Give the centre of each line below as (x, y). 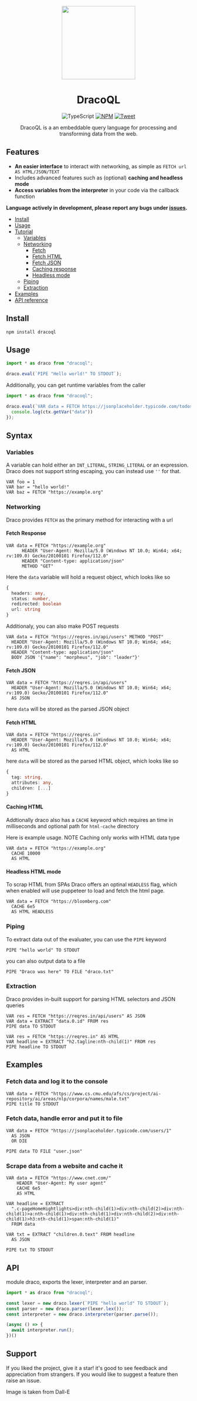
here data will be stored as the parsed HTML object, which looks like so (92, 761)
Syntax (19, 436)
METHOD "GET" (38, 566)
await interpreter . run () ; (43, 1330)
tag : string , (27, 777)
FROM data (23, 1225)
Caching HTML (25, 807)
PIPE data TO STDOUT (31, 1026)
